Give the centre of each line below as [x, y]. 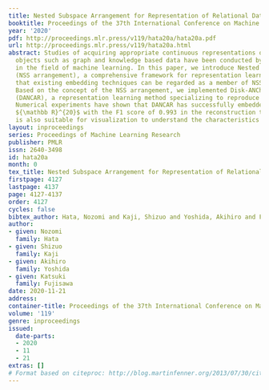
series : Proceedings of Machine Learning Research [94, 135]
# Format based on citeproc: [57, 373]
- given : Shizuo [35, 247]
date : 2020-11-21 [37, 291]
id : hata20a [28, 157]
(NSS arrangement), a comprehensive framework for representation [128, 75]
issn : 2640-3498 [35, 150]
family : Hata [37, 239]
